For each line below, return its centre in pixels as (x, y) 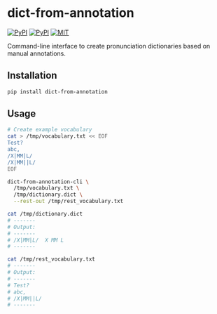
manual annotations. (37, 53)
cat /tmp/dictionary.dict (45, 214)
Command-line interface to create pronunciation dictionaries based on (109, 46)
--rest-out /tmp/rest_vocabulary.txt (69, 202)
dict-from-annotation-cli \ (48, 182)
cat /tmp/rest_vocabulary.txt (51, 259)
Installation (32, 76)
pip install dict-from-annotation (58, 92)
